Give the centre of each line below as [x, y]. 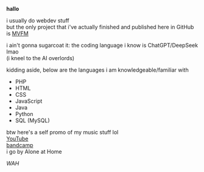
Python [24, 114]
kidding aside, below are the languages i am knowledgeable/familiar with [97, 70]
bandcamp [20, 145]
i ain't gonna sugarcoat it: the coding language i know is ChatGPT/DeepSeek [102, 45]
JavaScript [29, 101]
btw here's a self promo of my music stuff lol [62, 132]
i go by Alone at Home [34, 152]
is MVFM [17, 33]
